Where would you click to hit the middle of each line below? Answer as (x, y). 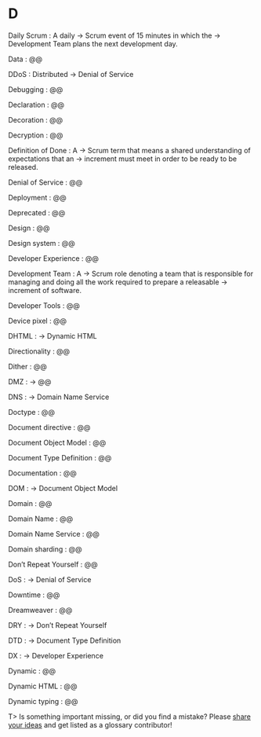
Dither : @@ (27, 366)
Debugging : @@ (36, 89)
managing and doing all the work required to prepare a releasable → (118, 282)
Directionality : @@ (39, 351)
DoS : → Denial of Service (50, 579)
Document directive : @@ (49, 427)
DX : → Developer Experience (56, 655)
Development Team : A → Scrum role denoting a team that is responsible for (130, 273)
